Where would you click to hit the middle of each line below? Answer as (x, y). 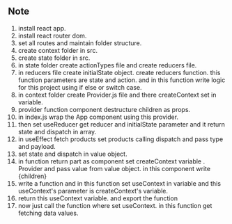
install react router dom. (52, 35)
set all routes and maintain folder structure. (80, 43)
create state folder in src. (54, 58)
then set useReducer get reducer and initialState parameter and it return (122, 124)
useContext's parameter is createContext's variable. (93, 191)
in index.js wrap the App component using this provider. (98, 117)
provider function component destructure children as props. (104, 109)
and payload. (37, 146)
